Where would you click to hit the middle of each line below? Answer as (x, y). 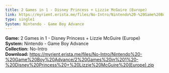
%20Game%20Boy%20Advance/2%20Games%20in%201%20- (72, 60)
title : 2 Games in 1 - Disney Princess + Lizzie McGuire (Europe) (76, 10)
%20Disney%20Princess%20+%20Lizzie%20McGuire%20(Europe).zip (80, 65)
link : (11, 15)
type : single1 (20, 19)
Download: (17, 54)
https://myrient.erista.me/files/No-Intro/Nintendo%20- (86, 54)
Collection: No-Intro (26, 49)
